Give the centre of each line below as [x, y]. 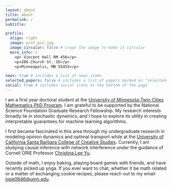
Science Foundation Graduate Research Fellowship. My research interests [83, 111]
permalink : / [19, 19]
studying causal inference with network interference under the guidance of [84, 147]
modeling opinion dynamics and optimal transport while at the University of [84, 137]
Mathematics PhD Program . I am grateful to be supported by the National [82, 105]
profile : [15, 34]
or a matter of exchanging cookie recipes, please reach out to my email [80, 173]
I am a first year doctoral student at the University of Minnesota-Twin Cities [84, 99]
